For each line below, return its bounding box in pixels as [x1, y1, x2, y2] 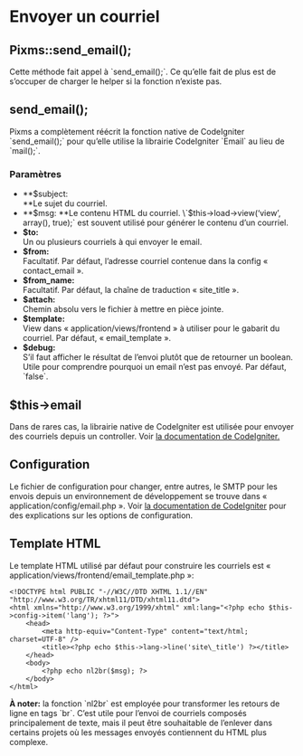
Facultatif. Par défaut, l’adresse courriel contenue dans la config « [22, 256, 269, 267]
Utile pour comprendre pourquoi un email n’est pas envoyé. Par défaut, [22, 362, 287, 373]
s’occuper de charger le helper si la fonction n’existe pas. [9, 76, 223, 87]
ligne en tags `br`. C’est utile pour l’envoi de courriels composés [9, 707, 247, 718]
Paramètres [9, 167, 62, 180]
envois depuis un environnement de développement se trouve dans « [9, 490, 268, 501]
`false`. [22, 371, 49, 382]
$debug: [22, 342, 56, 354]
